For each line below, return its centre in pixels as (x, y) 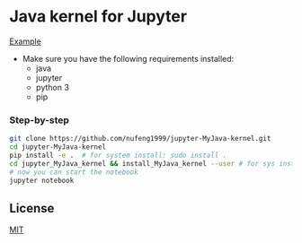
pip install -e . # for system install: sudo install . (118, 155)
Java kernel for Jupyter (98, 17)
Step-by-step (40, 120)
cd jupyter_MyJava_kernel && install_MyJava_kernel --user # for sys (142, 163)
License (32, 208)
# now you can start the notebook (74, 172)
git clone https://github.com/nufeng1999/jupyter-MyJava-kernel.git (140, 139)
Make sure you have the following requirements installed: (128, 58)
